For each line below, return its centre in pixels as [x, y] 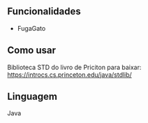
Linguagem [32, 97]
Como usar [32, 51]
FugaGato [31, 28]
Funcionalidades [44, 12]
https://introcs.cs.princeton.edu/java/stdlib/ [70, 74]
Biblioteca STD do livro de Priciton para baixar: [74, 67]
